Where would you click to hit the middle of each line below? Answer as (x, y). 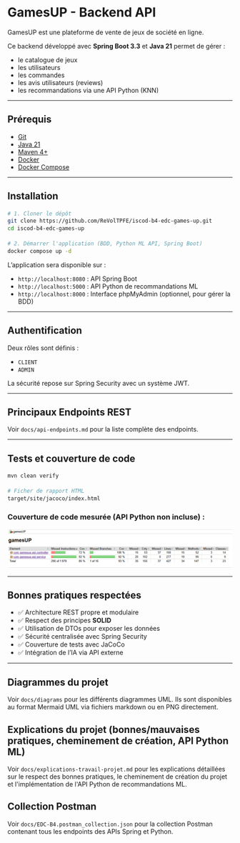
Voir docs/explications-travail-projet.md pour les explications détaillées (116, 769)
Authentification (45, 330)
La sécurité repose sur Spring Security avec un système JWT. (99, 383)
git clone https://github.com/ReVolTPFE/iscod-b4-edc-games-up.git (110, 221)
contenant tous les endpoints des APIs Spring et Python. (90, 831)
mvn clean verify (33, 476)
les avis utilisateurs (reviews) (60, 82)
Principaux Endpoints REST (70, 413)
